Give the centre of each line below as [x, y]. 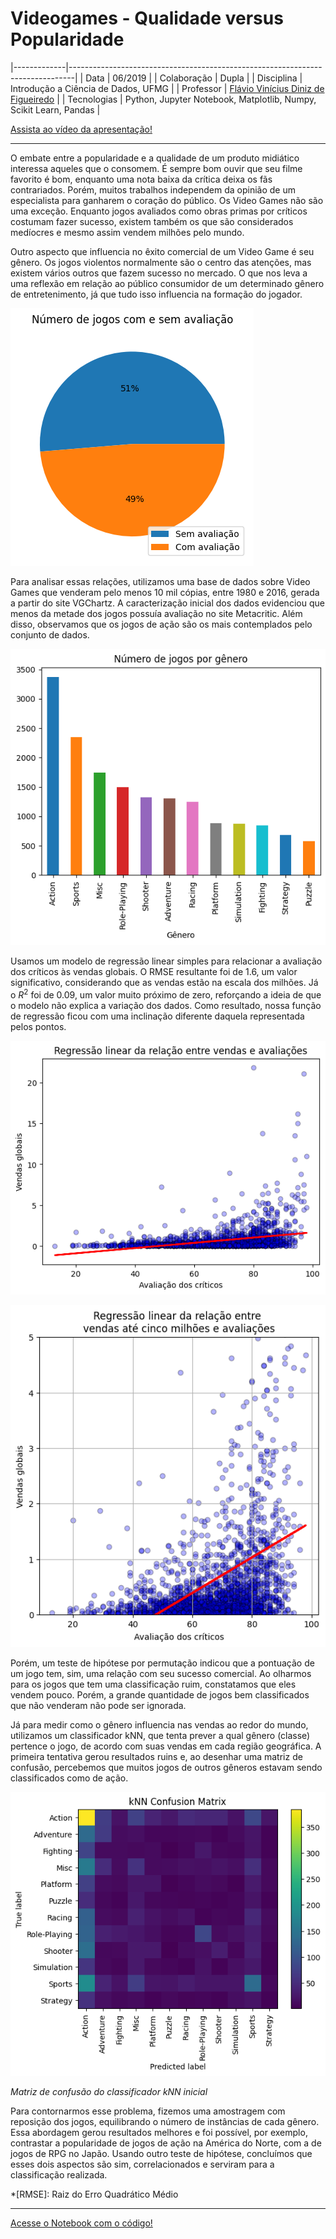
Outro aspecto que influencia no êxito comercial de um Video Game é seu [162, 251]
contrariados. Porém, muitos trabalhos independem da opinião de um [153, 189]
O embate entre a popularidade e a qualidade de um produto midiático [155, 158]
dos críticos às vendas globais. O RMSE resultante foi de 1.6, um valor [154, 972]
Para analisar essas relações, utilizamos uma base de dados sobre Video [160, 581]
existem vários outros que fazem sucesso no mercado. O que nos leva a [159, 273]
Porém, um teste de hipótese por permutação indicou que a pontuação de [162, 1663]
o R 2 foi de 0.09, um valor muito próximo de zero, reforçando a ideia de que [166, 994]
